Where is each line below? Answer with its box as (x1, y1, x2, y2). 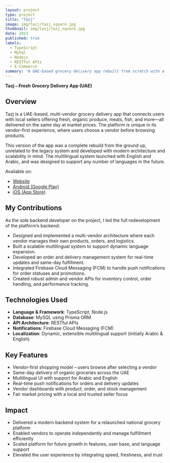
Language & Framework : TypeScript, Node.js (12, 309, 108, 315)
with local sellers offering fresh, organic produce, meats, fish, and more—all (5, 116, 164, 122)
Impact (5, 406, 28, 414)
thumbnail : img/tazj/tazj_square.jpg (5, 26, 85, 31)
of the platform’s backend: (5, 222, 60, 228)
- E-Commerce (10, 64, 38, 69)
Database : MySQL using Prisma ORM (12, 314, 91, 320)
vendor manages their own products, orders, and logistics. (12, 238, 135, 244)
